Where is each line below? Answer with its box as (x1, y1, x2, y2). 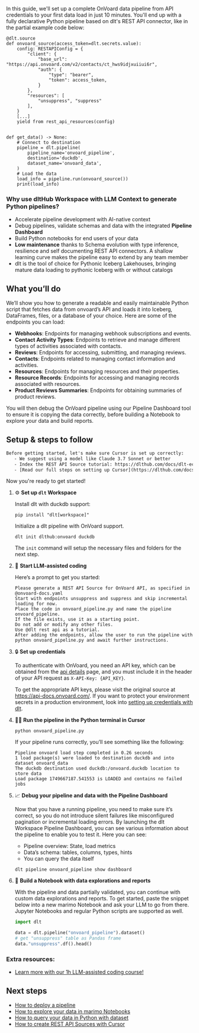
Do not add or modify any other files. (14, 621, 114, 628)
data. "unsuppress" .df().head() (14, 941, 92, 947)
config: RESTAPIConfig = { (17, 46, 84, 52)
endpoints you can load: (6, 318, 65, 326)
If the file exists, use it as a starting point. (14, 617, 140, 623)
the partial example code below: (6, 24, 85, 31)
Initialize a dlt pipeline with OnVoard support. (14, 523, 124, 530)
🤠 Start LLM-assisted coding (14, 562, 87, 570)
